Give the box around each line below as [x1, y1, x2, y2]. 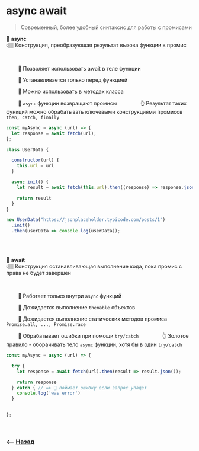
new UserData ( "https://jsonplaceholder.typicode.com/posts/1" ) [6, 217, 166, 223]
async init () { [11, 179, 49, 185]
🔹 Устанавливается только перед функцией [17, 76, 128, 84]
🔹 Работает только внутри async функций [17, 292, 121, 300]
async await [6, 4, 67, 18]
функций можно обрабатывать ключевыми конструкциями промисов [6, 108, 183, 115]
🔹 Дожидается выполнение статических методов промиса [17, 315, 168, 322]
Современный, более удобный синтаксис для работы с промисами [20, 24, 192, 31]
